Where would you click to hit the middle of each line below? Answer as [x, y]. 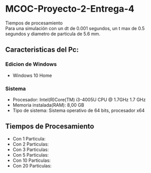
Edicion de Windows [31, 64]
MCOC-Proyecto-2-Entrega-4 [70, 9]
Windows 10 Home [32, 75]
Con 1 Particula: [29, 138]
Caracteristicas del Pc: [42, 50]
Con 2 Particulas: [31, 144]
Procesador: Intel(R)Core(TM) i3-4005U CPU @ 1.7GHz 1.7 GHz [79, 99]
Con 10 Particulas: [32, 160]
